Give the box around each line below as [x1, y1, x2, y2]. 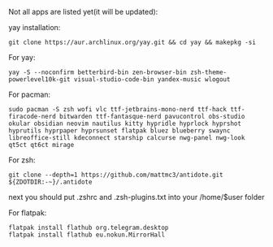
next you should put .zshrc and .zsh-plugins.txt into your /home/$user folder [8, 193, 265, 201]
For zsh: [8, 155, 36, 165]
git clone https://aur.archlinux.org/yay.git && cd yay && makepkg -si [8, 38, 256, 46]
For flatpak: [8, 208, 47, 218]
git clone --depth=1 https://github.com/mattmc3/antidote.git [8, 171, 223, 179]
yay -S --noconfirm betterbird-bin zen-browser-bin [8, 68, 187, 76]
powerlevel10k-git [8, 76, 71, 84]
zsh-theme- [189, 68, 227, 76]
